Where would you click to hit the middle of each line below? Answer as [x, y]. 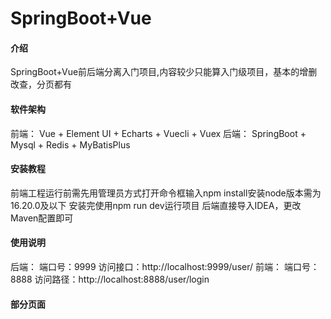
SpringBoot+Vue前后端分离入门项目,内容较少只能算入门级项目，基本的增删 [164, 72]
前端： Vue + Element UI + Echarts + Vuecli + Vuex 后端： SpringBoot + [158, 133]
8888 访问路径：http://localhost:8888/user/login [110, 279]
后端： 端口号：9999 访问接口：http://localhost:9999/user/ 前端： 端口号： [165, 266]
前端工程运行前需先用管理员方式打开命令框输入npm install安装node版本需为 [166, 193]
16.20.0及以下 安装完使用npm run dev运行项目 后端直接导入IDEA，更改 [156, 205]
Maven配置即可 [42, 218]
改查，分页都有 [41, 84]
